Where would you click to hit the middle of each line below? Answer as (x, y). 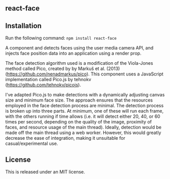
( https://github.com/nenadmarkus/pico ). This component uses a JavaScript (84, 74)
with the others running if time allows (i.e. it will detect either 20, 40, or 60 (83, 116)
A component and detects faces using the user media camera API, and (79, 48)
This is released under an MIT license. (45, 172)
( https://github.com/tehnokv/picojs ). (43, 85)
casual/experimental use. (32, 144)
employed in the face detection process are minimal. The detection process (84, 106)
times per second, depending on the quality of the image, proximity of (78, 122)
